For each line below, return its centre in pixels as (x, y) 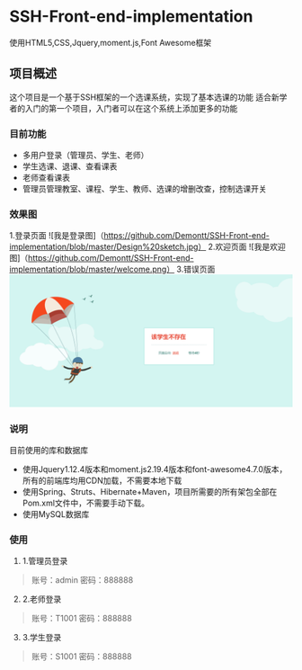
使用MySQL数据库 (56, 514)
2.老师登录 (42, 599)
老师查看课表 (46, 178)
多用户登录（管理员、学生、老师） (85, 156)
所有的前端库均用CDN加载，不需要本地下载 (102, 480)
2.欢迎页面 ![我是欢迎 (247, 247)
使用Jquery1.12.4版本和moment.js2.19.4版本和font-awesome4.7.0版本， (155, 469)
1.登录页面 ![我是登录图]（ (57, 236)
